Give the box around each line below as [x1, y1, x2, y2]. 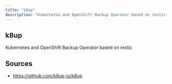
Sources [5, 59, 33, 68]
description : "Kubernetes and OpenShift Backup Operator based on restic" [5, 12, 168, 17]
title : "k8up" [5, 7, 36, 13]
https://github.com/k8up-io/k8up [12, 73, 83, 79]
